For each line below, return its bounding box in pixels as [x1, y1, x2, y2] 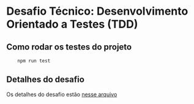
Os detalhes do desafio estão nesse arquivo [6, 91, 118, 98]
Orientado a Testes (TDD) [6, 17, 138, 31]
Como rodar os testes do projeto [6, 42, 132, 52]
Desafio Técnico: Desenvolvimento [6, 4, 188, 18]
